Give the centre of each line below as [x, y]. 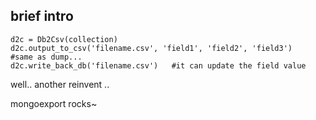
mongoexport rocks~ [54, 103]
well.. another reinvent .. [60, 84]
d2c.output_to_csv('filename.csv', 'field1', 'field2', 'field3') [151, 48]
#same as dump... [46, 57]
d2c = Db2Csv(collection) [64, 39]
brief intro [42, 16]
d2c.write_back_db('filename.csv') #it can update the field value [158, 65]
